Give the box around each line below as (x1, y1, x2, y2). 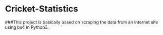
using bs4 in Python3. (5, 24, 49, 30)
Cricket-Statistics (5, 3, 78, 14)
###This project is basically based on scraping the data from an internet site (5, 19, 158, 25)
